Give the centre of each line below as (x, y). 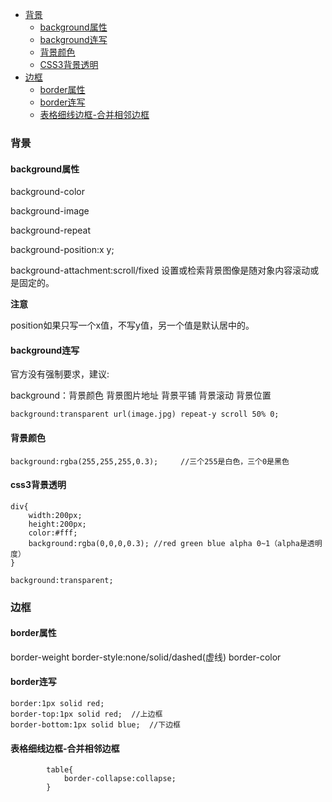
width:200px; (55, 515)
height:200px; (57, 524)
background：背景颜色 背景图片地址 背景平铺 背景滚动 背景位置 (141, 395)
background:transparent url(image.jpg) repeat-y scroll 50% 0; (145, 414)
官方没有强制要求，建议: (60, 374)
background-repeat (51, 230)
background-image (50, 211)
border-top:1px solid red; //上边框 (86, 714)
